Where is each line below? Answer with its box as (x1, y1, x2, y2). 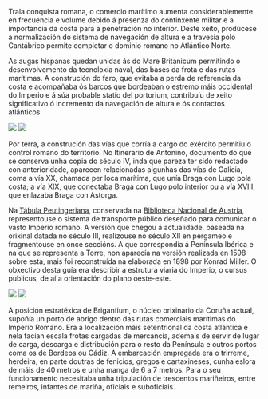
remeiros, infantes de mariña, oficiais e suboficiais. (8, 382, 175, 391)
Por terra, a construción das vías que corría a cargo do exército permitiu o (8, 139, 251, 149)
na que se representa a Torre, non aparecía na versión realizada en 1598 (8, 248, 246, 257)
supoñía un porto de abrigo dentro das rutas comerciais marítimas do (8, 314, 236, 323)
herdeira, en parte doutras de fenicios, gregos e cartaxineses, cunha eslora (8, 357, 257, 366)
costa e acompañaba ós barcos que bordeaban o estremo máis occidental (8, 82, 253, 91)
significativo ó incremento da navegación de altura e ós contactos (8, 99, 225, 108)
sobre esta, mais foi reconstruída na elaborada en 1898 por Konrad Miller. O (8, 257, 257, 266)
